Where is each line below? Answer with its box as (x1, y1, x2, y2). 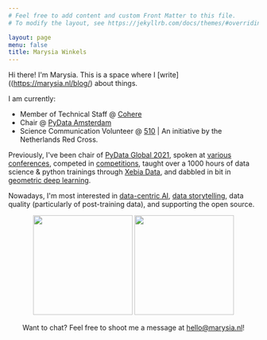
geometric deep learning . (8, 176, 91, 186)
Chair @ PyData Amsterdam (19, 118, 112, 127)
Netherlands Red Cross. (19, 135, 99, 144)
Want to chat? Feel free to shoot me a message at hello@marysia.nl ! (22, 323, 245, 333)
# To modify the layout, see (8, 19, 105, 27)
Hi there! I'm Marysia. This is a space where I (8, 70, 156, 80)
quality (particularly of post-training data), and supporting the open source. (8, 200, 255, 209)
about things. (94, 79, 137, 88)
